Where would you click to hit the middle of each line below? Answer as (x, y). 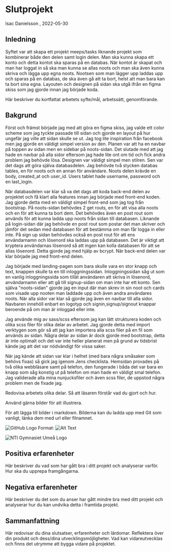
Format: (46, 427)
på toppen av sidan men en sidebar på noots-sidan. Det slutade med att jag (84, 149)
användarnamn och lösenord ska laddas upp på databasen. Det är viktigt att (85, 240)
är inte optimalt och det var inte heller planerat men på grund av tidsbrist (81, 341)
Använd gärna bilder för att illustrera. (44, 403)
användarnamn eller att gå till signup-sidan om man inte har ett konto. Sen (83, 282)
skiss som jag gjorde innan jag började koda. (52, 89)
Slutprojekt (29, 9)
